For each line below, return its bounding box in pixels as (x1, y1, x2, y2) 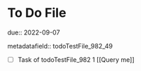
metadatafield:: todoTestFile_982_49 (7, 41, 113, 50)
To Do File (7, 5, 67, 21)
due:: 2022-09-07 (7, 28, 60, 37)
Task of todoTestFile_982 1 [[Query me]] (17, 55, 135, 64)
